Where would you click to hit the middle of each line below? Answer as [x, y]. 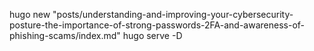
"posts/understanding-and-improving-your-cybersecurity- [173, 14]
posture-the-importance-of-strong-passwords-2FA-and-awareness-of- [157, 25]
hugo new [30, 14]
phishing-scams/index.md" [65, 35]
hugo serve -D [152, 35]
